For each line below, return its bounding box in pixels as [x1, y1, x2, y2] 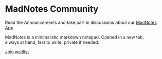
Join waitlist [5, 49, 29, 55]
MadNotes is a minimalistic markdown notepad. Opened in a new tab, [5, 34, 144, 40]
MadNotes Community [5, 3, 99, 15]
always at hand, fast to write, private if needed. [5, 39, 100, 45]
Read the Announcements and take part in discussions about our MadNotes [5, 20, 157, 25]
